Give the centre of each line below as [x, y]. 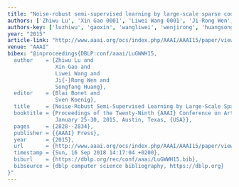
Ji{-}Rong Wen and [83, 80]
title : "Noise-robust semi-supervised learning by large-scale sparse [114, 14]
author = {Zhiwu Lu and [54, 60]
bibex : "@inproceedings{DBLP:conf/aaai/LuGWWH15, [83, 54]
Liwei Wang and [78, 73]
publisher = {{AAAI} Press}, [57, 133]
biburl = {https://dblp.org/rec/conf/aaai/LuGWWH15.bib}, [106, 160]
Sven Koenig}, [76, 100]
